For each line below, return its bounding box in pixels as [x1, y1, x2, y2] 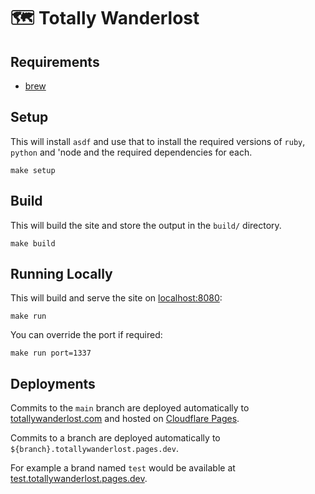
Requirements [10, 53, 100, 70]
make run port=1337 [10, 348, 92, 359]
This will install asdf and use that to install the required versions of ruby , [10, 135, 306, 147]
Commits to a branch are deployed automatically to [10, 432, 221, 444]
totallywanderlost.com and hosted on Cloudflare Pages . [10, 413, 240, 425]
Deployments [10, 375, 96, 392]
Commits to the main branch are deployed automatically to [10, 402, 250, 414]
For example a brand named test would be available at [10, 462, 236, 474]
